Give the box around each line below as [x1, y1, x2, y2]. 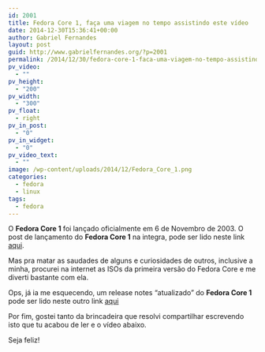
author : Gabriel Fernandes [8, 33, 97, 42]
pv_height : [8, 77, 44, 85]
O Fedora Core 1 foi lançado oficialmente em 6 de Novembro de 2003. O [8, 224, 244, 234]
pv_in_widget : [8, 136, 55, 144]
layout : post [8, 41, 51, 49]
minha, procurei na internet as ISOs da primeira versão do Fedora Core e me [8, 264, 256, 274]
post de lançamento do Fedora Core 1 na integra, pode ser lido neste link [8, 232, 245, 242]
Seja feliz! [8, 335, 40, 345]
